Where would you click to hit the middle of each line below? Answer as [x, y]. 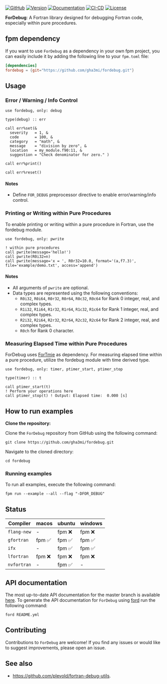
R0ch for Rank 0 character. [47, 330]
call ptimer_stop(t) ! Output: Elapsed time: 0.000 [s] [66, 396]
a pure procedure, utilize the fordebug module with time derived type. [78, 360]
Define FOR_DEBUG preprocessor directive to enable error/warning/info [84, 195]
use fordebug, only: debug [34, 111]
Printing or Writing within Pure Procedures [58, 213]
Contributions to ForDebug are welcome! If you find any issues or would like [83, 642]
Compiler [20, 524]
